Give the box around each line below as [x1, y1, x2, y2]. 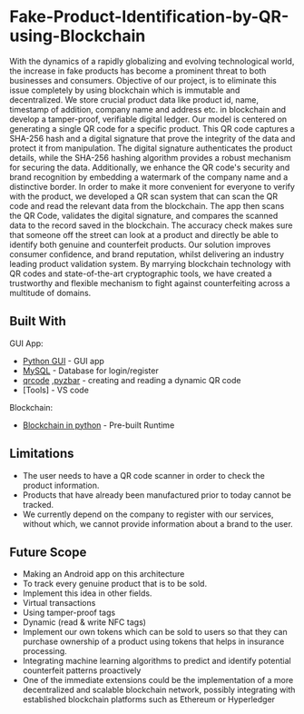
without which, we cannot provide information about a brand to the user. [22, 518, 293, 529]
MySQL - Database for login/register [22, 365, 159, 376]
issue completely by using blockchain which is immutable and [9, 84, 240, 95]
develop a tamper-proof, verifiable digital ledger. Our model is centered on [9, 114, 288, 124]
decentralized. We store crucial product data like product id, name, [9, 94, 259, 105]
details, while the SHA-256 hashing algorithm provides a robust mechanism [9, 152, 291, 163]
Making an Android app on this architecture [22, 569, 185, 580]
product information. [22, 480, 100, 491]
